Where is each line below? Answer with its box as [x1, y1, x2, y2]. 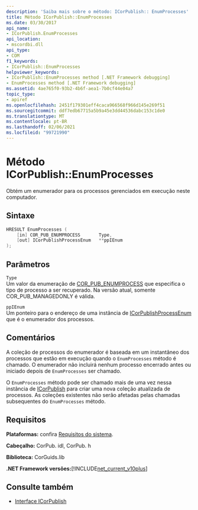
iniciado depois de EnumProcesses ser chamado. [6, 367, 122, 375]
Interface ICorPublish [14, 498, 67, 505]
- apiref [6, 96, 28, 102]
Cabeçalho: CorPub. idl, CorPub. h [6, 442, 92, 449]
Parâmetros [6, 259, 50, 269]
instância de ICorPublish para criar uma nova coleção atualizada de [6, 385, 170, 392]
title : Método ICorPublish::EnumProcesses [6, 14, 112, 20]
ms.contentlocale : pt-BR [6, 119, 67, 125]
